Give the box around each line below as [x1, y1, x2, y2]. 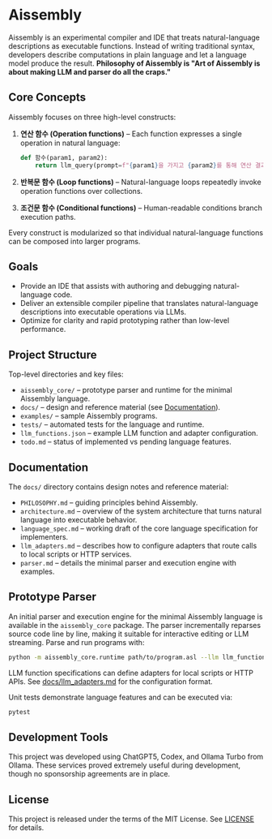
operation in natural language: [19, 138, 121, 148]
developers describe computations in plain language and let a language [8, 49, 247, 59]
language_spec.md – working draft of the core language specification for [19, 523, 259, 533]
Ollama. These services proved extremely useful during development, [8, 760, 241, 770]
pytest [8, 708, 31, 716]
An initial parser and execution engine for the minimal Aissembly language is [8, 611, 263, 622]
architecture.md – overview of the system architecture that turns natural [19, 506, 261, 516]
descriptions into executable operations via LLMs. [19, 307, 187, 317]
